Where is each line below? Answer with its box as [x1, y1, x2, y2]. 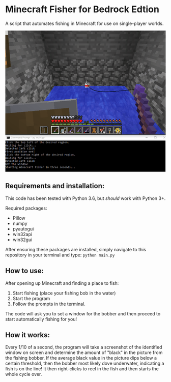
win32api [12, 231, 32, 237]
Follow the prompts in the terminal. [12, 301, 85, 307]
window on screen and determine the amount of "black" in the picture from [5, 349, 163, 356]
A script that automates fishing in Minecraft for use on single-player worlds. [5, 20, 164, 26]
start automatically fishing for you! [5, 316, 77, 322]
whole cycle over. [5, 371, 42, 377]
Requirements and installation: [5, 182, 105, 190]
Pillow [12, 215, 25, 221]
